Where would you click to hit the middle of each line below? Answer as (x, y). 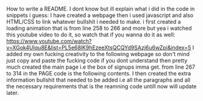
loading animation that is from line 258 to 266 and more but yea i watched (99, 28)
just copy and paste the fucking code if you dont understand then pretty (97, 61)
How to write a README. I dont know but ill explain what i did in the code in (101, 9)
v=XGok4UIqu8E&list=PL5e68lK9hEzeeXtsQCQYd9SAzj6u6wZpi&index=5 (99, 47)
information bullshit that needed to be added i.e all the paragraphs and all (98, 80)
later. (13, 93)
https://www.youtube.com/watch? (49, 41)
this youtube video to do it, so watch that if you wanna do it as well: (91, 35)
